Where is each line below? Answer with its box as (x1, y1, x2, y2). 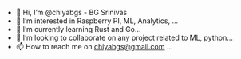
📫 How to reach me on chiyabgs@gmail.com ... (15, 42, 173, 51)
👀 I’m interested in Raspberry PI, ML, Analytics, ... (15, 16, 179, 26)
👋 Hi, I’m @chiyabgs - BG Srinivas (15, 8, 128, 17)
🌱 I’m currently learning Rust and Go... (15, 25, 141, 33)
